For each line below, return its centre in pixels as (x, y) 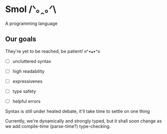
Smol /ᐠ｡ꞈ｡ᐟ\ (31, 9)
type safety (24, 91)
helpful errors (26, 101)
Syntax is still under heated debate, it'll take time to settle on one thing (77, 111)
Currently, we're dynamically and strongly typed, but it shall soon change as (83, 121)
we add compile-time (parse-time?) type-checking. (58, 126)
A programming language (31, 23)
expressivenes (27, 81)
